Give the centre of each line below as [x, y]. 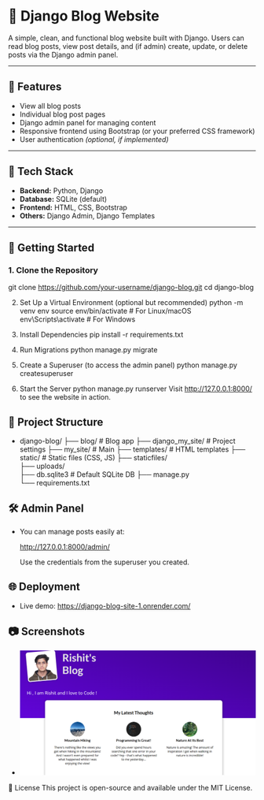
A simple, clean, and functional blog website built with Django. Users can [126, 38]
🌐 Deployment [44, 587]
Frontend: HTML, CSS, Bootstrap [73, 207]
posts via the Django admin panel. [63, 54]
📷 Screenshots [46, 632]
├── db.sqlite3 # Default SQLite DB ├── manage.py [104, 474]
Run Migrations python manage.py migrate [88, 350]
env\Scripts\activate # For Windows [77, 319]
